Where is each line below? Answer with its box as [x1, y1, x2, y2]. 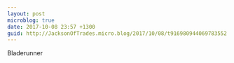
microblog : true [7, 17, 55, 24]
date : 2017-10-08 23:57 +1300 [7, 23, 96, 30]
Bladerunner [7, 49, 43, 57]
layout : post [7, 10, 46, 17]
